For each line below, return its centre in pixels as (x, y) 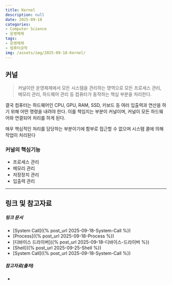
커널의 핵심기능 (23, 150)
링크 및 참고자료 (29, 203)
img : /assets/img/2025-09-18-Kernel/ (46, 53)
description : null (25, 15)
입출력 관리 (24, 181)
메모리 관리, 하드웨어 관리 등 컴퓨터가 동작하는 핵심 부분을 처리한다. (85, 94)
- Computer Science (26, 29)
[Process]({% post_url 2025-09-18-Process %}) (63, 236)
